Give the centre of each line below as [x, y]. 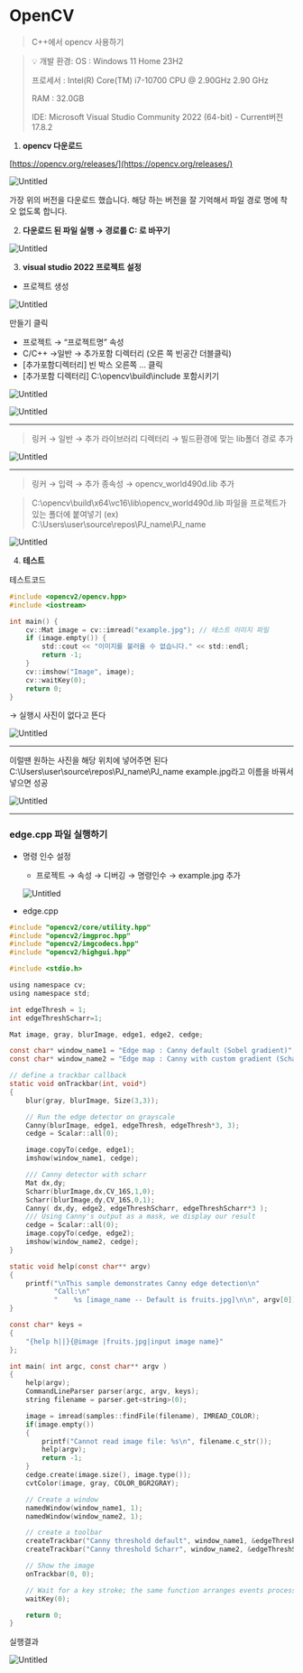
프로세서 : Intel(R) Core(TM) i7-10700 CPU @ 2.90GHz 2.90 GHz [150, 80]
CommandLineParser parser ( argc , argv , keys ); [113, 1391]
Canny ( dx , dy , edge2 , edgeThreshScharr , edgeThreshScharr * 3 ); [147, 1208]
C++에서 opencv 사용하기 [78, 42]
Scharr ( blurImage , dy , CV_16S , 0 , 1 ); [90, 1200]
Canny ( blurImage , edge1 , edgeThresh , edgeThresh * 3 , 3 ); [133, 1125]
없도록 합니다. [43, 211]
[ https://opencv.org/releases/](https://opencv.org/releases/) [121, 163]
